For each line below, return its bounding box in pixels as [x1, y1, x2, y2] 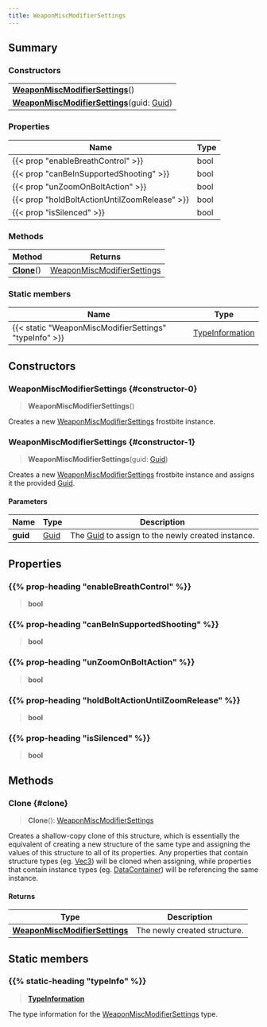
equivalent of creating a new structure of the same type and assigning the [8, 839, 250, 849]
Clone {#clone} [8, 797, 69, 808]
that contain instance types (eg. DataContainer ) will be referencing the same [8, 864, 259, 874]
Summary [8, 41, 58, 55]
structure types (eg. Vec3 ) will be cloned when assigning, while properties [8, 856, 252, 866]
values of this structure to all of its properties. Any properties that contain [8, 847, 249, 857]
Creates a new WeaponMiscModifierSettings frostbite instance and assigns [8, 470, 255, 479]
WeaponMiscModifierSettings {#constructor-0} [8, 383, 198, 394]
